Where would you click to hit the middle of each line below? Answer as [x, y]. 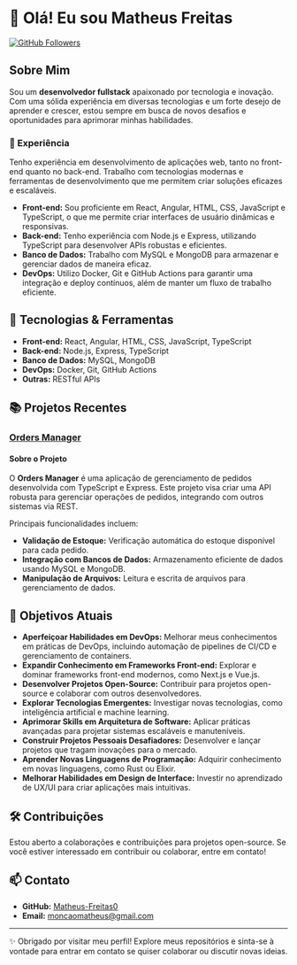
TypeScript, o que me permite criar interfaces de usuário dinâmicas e [148, 217]
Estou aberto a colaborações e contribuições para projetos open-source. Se [148, 842]
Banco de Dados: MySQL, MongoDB [89, 360]
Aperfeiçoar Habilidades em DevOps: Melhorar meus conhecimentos [149, 637]
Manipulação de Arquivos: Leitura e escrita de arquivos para [133, 578]
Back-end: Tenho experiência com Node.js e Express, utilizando [139, 236]
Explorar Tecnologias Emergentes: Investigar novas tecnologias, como [152, 703]
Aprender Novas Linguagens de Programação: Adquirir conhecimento [152, 760]
